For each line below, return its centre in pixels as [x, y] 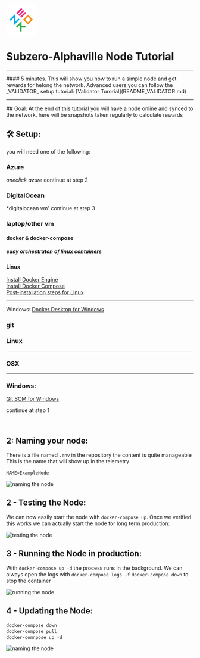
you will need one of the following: [48, 151]
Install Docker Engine [32, 280]
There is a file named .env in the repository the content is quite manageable [99, 455]
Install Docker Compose [36, 286]
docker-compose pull [32, 631]
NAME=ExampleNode [28, 473]
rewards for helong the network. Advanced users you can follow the [90, 85]
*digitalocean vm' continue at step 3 [51, 208]
